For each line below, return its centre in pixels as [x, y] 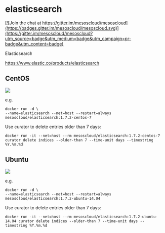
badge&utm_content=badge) [34, 44]
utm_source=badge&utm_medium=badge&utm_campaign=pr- [68, 39]
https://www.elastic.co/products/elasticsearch [52, 63]
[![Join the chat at [23, 23]
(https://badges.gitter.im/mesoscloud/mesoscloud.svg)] [62, 28]
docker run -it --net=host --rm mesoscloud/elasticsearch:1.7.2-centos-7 [83, 136]
